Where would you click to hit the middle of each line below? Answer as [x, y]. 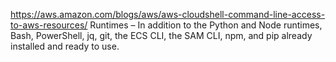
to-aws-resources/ [49, 25]
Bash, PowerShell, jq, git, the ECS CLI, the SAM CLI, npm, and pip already [161, 35]
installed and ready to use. [65, 46]
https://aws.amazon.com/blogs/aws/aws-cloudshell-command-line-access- [168, 14]
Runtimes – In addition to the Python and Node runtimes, [206, 25]
